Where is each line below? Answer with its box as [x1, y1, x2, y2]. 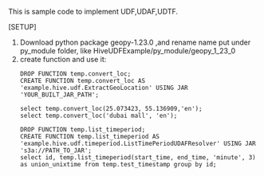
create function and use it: [19, 55, 107, 64]
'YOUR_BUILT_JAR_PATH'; [19, 91, 100, 99]
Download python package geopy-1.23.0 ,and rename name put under [19, 37, 251, 47]
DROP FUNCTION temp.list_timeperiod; [19, 126, 146, 134]
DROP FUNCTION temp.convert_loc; [19, 70, 132, 78]
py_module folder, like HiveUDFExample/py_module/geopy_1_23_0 [19, 46, 236, 55]
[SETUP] [8, 22, 37, 31]
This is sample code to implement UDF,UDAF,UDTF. [8, 7, 178, 16]
